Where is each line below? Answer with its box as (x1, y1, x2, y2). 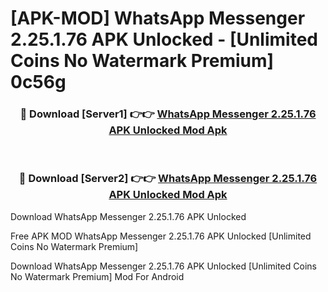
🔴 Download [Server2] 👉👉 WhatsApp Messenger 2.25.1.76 (18, 172, 318, 186)
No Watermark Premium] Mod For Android (10, 270, 185, 282)
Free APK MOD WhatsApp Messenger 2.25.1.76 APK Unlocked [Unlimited (10, 230, 312, 242)
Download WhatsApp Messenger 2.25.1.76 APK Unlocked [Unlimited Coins (10, 260, 317, 272)
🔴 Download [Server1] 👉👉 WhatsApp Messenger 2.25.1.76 (19, 107, 317, 121)
